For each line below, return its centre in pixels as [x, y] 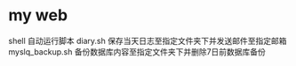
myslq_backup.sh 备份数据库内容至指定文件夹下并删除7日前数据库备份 [137, 51]
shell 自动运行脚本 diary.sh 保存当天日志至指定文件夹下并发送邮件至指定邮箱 [148, 40]
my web [38, 15]
